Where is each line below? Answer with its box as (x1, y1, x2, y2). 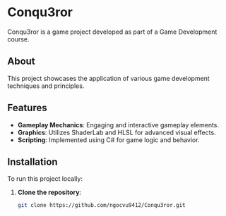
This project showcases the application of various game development (7, 74, 210, 82)
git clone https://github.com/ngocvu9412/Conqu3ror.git (17, 202, 186, 209)
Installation (7, 155, 58, 167)
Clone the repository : (17, 188, 82, 197)
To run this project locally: (7, 174, 83, 183)
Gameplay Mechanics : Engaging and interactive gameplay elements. (17, 120, 220, 129)
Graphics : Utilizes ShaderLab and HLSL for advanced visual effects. (17, 128, 217, 136)
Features (7, 102, 47, 114)
